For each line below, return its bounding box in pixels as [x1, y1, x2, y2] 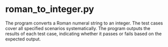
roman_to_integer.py [5, 3, 95, 15]
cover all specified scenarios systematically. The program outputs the [5, 25, 151, 31]
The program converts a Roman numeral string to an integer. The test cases [5, 20, 163, 26]
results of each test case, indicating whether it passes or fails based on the [5, 30, 162, 36]
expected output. [5, 36, 41, 42]
